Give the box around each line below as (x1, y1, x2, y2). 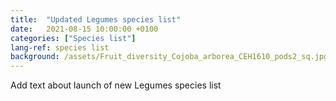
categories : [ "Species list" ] (10, 33, 137, 43)
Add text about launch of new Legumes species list (10, 79, 222, 91)
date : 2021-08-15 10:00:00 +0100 (10, 24, 159, 34)
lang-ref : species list (10, 42, 110, 53)
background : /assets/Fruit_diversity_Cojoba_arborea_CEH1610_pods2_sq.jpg (10, 52, 329, 62)
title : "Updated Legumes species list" (10, 14, 182, 25)
